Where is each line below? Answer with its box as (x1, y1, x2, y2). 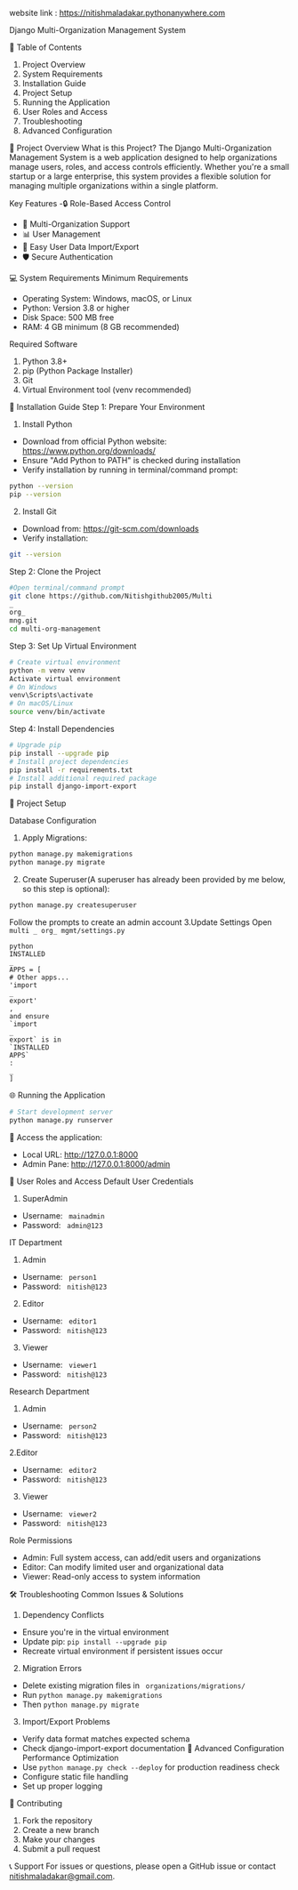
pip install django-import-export (9, 782, 138, 791)
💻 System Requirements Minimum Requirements (9, 273, 189, 283)
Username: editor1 (21, 1315, 98, 1326)
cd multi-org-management (9, 624, 101, 633)
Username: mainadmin (21, 1210, 105, 1221)
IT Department (9, 1236, 62, 1248)
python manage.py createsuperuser (9, 901, 138, 910)
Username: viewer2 (21, 1508, 98, 1519)
